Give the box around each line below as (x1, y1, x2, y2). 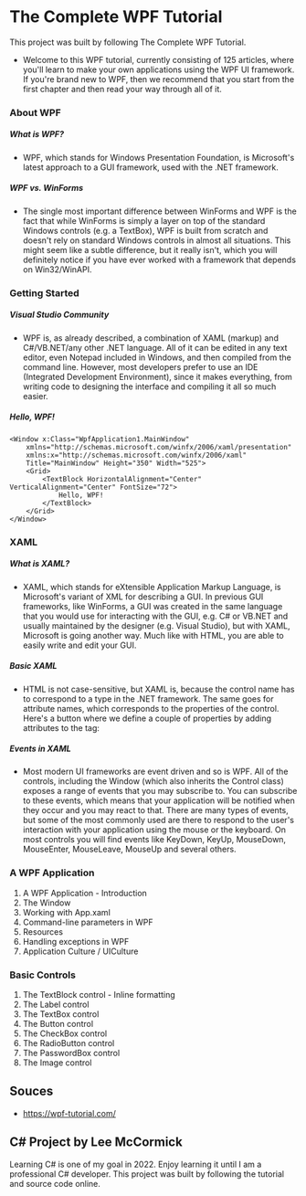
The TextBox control (22, 1009, 100, 1020)
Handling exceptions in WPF (22, 936, 130, 947)
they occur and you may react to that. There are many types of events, (22, 805, 290, 816)
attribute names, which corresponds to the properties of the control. (22, 703, 280, 714)
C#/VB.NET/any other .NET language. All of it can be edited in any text (22, 342, 288, 353)
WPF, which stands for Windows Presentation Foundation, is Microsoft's (22, 152, 295, 163)
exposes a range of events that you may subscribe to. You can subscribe (22, 786, 298, 797)
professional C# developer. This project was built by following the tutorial (9, 1168, 285, 1180)
